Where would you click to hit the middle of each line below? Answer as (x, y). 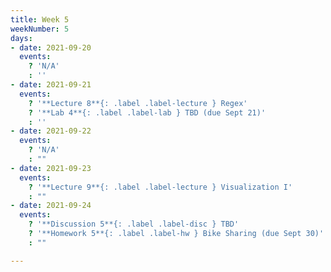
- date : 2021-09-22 (51, 131)
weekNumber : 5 (40, 29)
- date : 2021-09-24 (51, 206)
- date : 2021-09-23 (51, 168)
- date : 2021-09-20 (51, 47)
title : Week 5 (40, 19)
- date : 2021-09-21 (51, 85)
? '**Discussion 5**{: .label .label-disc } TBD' (134, 224)
